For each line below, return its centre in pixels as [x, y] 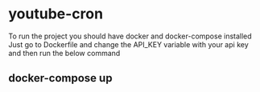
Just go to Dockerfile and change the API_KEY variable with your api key [129, 44]
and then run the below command [64, 53]
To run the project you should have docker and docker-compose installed [130, 36]
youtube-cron [56, 14]
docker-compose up [60, 78]
